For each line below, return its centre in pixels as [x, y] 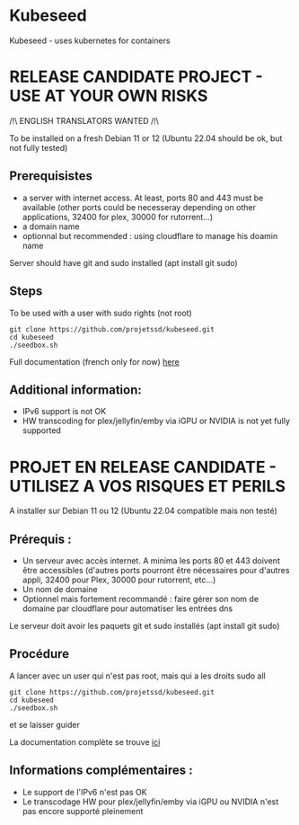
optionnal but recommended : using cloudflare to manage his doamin [150, 235]
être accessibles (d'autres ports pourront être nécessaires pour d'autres [156, 571]
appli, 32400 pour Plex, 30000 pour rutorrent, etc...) [119, 580]
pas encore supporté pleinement [83, 811]
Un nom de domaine [60, 590]
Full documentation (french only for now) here [94, 361]
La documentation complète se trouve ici [85, 741]
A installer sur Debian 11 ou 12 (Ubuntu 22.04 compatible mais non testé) [144, 511]
